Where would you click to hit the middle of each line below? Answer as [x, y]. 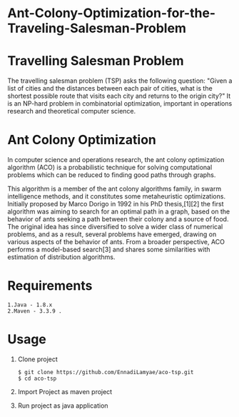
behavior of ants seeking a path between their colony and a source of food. [118, 219]
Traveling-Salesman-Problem [97, 28]
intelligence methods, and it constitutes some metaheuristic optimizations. [117, 196]
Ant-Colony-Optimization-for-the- [112, 13]
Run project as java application [63, 406]
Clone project [38, 359]
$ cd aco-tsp [37, 378]
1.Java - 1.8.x [30, 305]
